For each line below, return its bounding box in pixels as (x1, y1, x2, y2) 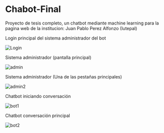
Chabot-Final (5, 3, 61, 15)
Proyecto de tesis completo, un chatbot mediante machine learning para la (5, 20, 159, 26)
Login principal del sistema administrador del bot (5, 35, 106, 41)
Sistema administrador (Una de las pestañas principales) (5, 73, 122, 79)
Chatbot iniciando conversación (5, 93, 71, 99)
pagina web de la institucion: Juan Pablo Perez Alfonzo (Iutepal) (5, 25, 137, 31)
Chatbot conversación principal (5, 112, 70, 118)
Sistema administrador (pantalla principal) (5, 54, 92, 60)
